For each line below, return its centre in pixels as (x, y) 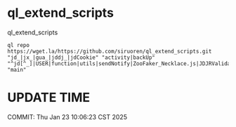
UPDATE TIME (49, 98)
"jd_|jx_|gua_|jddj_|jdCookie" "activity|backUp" (81, 58)
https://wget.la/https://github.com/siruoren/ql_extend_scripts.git (110, 51)
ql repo (19, 45)
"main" (17, 69)
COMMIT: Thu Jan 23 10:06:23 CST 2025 (67, 116)
